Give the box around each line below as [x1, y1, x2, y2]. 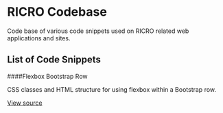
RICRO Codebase [7, 4, 108, 20]
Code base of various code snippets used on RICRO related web [7, 27, 189, 35]
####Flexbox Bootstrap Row [7, 72, 88, 80]
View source [7, 99, 43, 107]
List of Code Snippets [7, 54, 102, 66]
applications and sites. [7, 34, 71, 42]
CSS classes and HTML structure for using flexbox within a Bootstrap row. [7, 85, 217, 93]
